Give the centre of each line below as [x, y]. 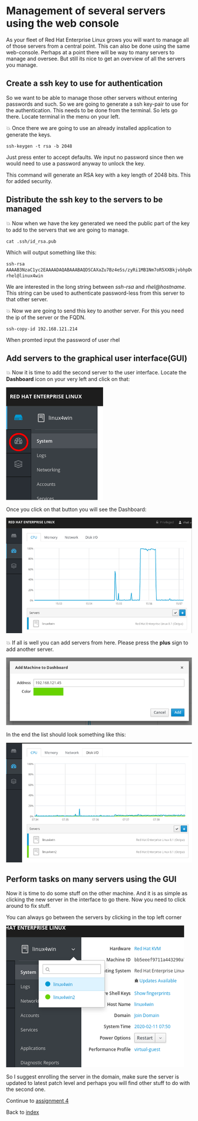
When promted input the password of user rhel [63, 340]
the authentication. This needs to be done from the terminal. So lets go [92, 110]
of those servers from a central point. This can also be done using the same [98, 46]
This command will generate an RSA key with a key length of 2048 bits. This [98, 175]
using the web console [63, 23]
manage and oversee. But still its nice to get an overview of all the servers [96, 58]
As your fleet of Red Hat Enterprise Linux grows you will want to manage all [98, 40]
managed [24, 209]
